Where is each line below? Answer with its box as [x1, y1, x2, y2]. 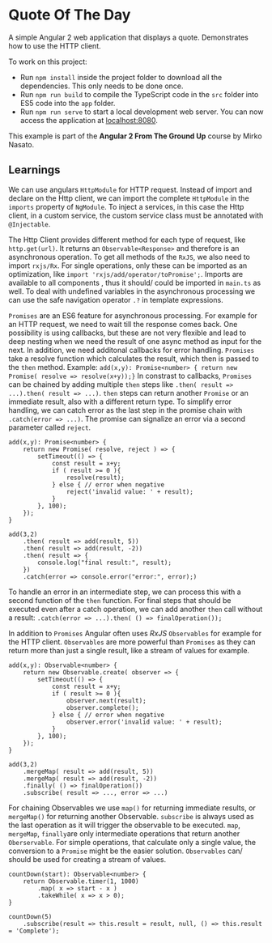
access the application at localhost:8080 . [19, 115, 158, 125]
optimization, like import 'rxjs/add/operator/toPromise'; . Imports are [8, 269, 244, 278]
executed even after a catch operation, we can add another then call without [8, 604, 263, 614]
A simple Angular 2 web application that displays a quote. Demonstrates [8, 32, 249, 42]
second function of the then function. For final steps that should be [8, 595, 232, 605]
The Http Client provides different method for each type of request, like [8, 235, 246, 244]
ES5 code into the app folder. [19, 98, 116, 108]
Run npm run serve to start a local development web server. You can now [19, 107, 264, 117]
